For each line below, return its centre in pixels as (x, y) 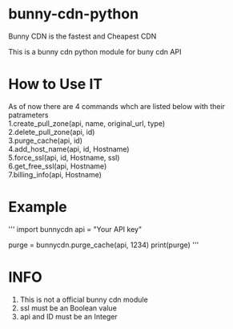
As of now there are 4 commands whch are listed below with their (117, 106)
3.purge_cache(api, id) (45, 140)
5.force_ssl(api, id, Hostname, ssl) (64, 157)
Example (38, 207)
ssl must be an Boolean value (68, 308)
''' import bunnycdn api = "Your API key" (75, 229)
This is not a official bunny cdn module (84, 299)
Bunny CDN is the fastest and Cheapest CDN (82, 36)
